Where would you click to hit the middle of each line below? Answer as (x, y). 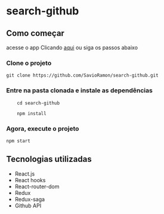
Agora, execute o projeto (43, 128)
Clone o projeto (29, 63)
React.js (25, 174)
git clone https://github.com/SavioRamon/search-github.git (83, 76)
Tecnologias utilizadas (49, 159)
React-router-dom (37, 186)
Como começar (35, 33)
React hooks (30, 180)
